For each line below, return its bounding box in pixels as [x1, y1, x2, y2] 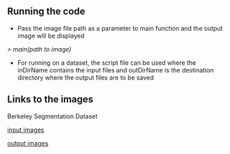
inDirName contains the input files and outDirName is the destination [17, 66, 214, 74]
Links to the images [7, 93, 94, 105]
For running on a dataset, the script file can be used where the [17, 59, 197, 67]
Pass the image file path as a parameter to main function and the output [17, 24, 223, 32]
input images [7, 125, 44, 134]
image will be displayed [17, 31, 85, 40]
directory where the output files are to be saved [17, 73, 154, 82]
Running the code [7, 6, 85, 17]
